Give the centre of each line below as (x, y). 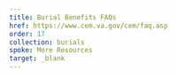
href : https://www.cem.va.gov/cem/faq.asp (88, 26)
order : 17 (27, 34)
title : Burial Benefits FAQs (63, 17)
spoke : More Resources (51, 50)
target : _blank (37, 58)
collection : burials (47, 42)
